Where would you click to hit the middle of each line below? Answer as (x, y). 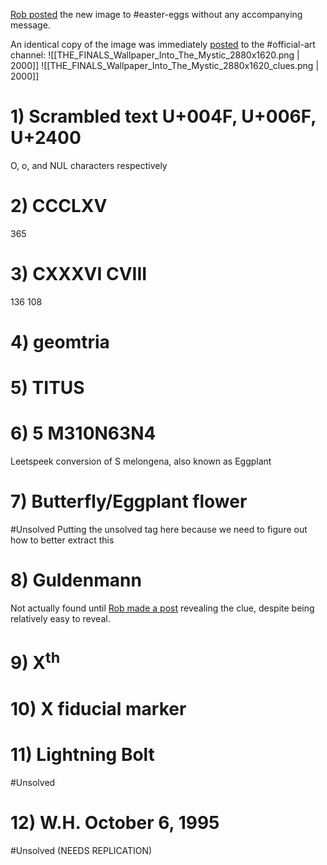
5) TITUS (47, 388)
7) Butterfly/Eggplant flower (129, 501)
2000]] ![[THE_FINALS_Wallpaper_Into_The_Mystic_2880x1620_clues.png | (165, 65)
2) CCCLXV (59, 206)
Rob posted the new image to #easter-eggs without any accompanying (156, 14)
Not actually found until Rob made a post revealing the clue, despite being (162, 608)
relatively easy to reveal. (60, 618)
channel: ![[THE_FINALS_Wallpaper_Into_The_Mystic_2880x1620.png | (155, 55)
